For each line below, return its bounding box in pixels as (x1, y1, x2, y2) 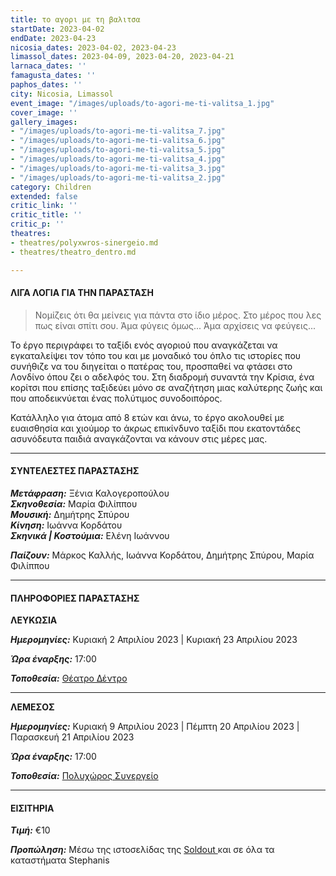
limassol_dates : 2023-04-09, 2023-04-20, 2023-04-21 (10, 52, 235, 62)
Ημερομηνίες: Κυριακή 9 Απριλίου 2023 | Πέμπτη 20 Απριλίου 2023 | (10, 721, 300, 733)
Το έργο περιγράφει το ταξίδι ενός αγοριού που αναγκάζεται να (10, 339, 278, 351)
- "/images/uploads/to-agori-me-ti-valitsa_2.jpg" (10, 172, 226, 183)
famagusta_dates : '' (10, 71, 97, 81)
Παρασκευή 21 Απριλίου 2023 (10, 731, 135, 743)
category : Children (10, 182, 92, 192)
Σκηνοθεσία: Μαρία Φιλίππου (10, 497, 138, 510)
